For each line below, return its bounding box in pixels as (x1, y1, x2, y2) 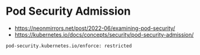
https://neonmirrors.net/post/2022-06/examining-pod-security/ (14, 24, 176, 32)
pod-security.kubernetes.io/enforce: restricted (6, 43, 132, 49)
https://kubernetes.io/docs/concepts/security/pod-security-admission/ (14, 31, 194, 38)
